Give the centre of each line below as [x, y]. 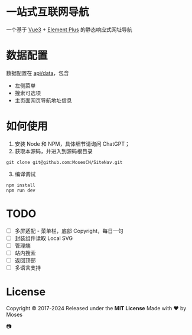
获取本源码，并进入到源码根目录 [53, 151]
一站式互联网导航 [48, 12]
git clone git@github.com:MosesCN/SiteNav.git [64, 162]
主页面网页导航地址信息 [43, 100]
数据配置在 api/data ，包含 [38, 73]
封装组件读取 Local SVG [43, 238]
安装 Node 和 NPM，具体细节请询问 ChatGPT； [72, 144]
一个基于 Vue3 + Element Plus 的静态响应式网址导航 [69, 29]
